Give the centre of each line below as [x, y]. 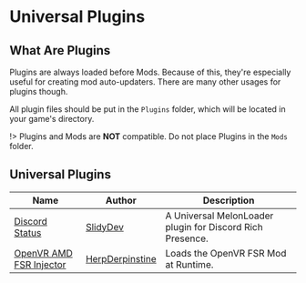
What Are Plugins [60, 51]
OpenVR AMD [43, 253]
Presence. [187, 238]
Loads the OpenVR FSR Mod [226, 253]
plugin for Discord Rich [214, 227]
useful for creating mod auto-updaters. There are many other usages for [145, 82]
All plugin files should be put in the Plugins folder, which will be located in [148, 109]
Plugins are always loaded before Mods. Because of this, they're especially [150, 72]
